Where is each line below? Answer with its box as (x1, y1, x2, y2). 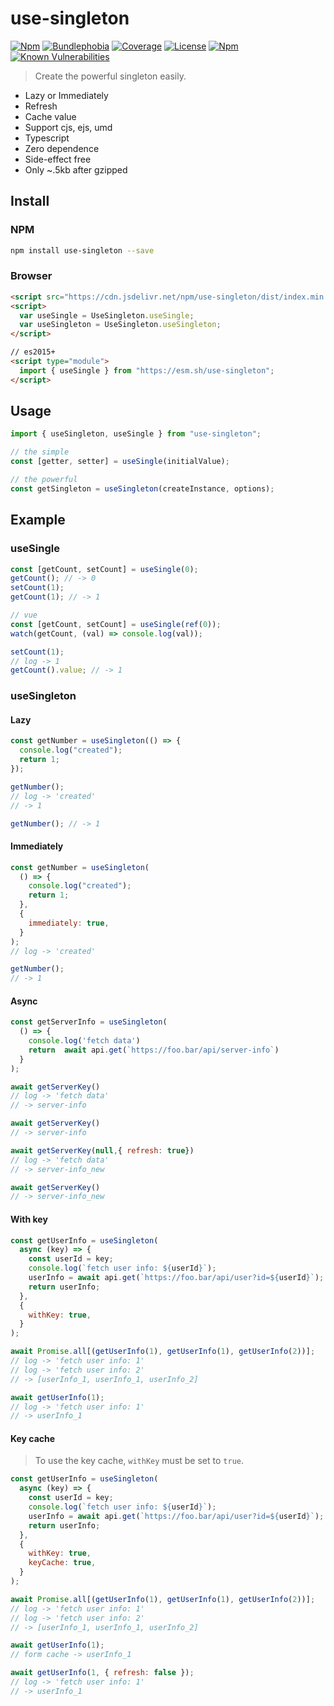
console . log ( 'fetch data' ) (28, 1036, 141, 1046)
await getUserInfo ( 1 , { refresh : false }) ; (10, 1668, 195, 1678)
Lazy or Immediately (24, 89, 109, 101)
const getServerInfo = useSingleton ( (10, 1017, 168, 1027)
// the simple (10, 447, 70, 457)
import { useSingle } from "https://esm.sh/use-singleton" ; (19, 365, 275, 376)
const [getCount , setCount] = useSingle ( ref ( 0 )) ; (10, 619, 222, 629)
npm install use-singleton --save (10, 245, 155, 256)
